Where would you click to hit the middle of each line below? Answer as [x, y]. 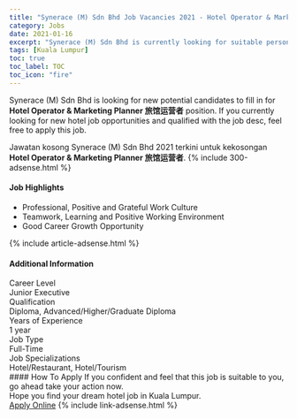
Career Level [32, 283]
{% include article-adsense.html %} [74, 243]
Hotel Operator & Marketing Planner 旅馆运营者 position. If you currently [142, 110]
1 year [20, 330]
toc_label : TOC [37, 67]
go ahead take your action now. [66, 386]
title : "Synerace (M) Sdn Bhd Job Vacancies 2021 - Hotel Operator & [140, 17]
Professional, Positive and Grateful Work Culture [110, 207]
